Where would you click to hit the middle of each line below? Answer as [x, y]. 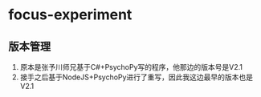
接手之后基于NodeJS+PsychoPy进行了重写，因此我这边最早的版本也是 [137, 77]
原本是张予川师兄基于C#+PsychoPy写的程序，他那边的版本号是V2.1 [131, 67]
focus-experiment [70, 15]
